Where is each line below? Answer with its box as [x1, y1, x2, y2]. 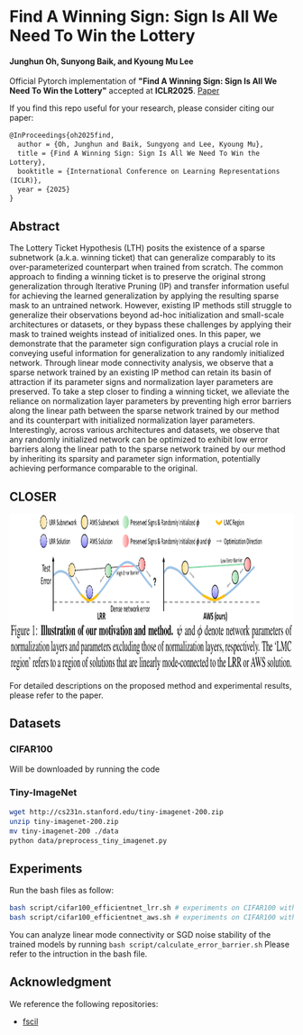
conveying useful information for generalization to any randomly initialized [9, 348, 285, 359]
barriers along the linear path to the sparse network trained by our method [9, 444, 286, 454]
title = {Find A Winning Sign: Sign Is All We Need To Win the [17, 149, 260, 159]
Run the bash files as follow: [9, 885, 115, 896]
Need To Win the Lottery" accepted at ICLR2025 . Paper [9, 86, 220, 96]
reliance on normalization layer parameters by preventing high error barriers [9, 396, 292, 407]
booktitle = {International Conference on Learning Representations [17, 167, 280, 177]
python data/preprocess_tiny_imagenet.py [9, 836, 168, 845]
